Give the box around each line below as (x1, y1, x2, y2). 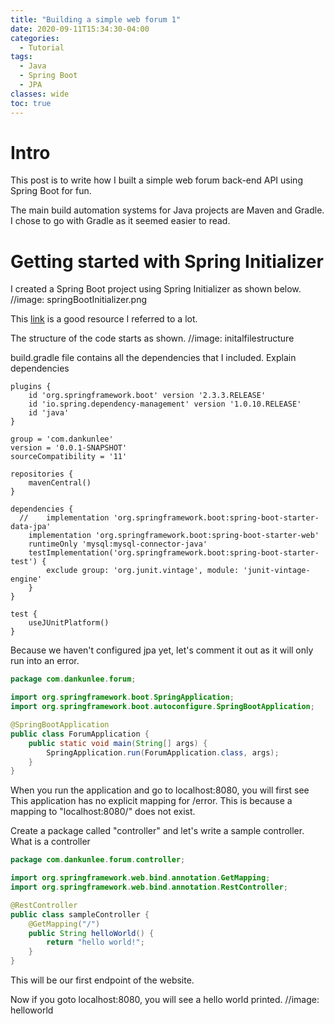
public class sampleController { (10, 909, 150, 920)
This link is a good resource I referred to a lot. (10, 313, 198, 325)
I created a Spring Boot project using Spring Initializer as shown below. (10, 283, 302, 295)
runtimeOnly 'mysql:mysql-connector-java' (28, 539, 208, 550)
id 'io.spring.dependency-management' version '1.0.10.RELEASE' (28, 399, 302, 410)
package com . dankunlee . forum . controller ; (10, 855, 186, 865)
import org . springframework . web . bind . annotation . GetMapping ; (10, 873, 271, 883)
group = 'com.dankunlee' (10, 434, 114, 445)
